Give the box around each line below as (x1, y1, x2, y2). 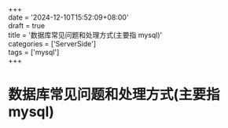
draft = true (8, 21, 46, 30)
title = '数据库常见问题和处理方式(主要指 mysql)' (8, 31, 163, 39)
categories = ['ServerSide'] (8, 39, 97, 48)
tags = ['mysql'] (8, 48, 60, 57)
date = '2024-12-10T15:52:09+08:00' (8, 13, 129, 22)
